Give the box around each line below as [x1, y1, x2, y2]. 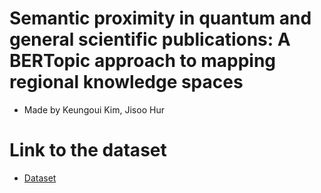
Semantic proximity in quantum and [9, 7, 312, 30]
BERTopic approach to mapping [9, 50, 277, 72]
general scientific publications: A [9, 28, 291, 51]
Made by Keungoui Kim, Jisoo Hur [23, 103, 165, 116]
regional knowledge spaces [9, 71, 244, 94]
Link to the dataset [9, 139, 167, 162]
